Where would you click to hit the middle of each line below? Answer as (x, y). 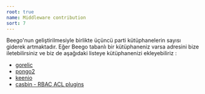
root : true (20, 12)
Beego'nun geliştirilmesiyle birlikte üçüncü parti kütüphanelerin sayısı (94, 41)
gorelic (24, 65)
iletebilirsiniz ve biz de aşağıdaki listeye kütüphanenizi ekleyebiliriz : (92, 53)
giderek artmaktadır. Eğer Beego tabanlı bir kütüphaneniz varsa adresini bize (103, 47)
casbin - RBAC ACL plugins (50, 84)
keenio (24, 78)
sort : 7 (16, 23)
